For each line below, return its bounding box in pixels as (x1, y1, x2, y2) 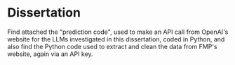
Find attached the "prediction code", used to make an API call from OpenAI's (7, 28, 229, 36)
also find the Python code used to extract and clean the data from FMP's (7, 42, 217, 50)
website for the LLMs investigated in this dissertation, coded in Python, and (7, 35, 225, 43)
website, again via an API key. (7, 50, 93, 58)
